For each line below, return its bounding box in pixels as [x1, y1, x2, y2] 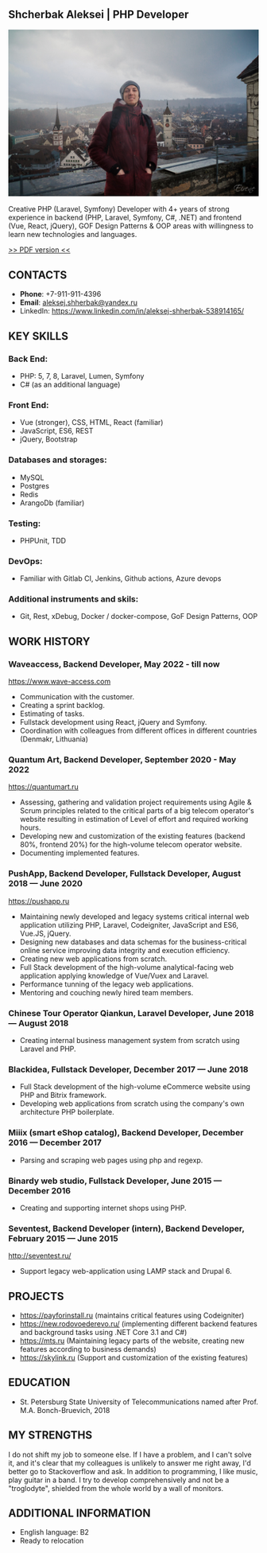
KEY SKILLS [8, 329, 69, 343]
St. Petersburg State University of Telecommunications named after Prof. [19, 1397, 258, 1407]
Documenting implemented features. [19, 848, 141, 858]
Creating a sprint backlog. [19, 701, 105, 710]
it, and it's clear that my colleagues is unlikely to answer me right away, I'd [8, 1458, 252, 1468]
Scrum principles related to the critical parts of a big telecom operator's [19, 806, 254, 815]
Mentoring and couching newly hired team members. [19, 987, 194, 997]
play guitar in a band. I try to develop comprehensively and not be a [8, 1475, 230, 1485]
